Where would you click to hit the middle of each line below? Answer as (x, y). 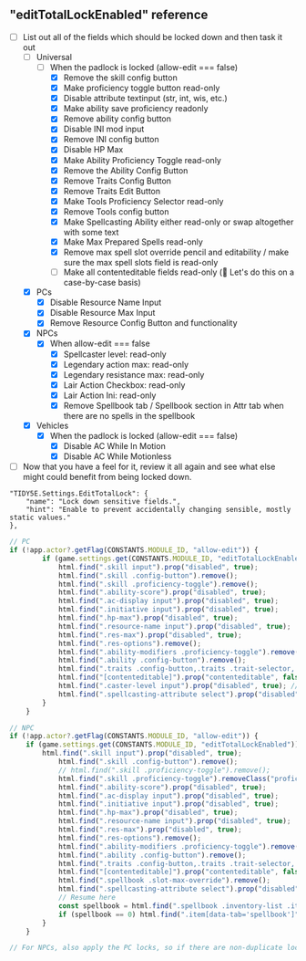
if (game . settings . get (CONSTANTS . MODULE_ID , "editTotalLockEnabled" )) (163, 745)
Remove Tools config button (116, 211)
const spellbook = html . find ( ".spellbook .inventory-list (170, 906)
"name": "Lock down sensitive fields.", (103, 502)
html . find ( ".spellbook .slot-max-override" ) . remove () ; (164, 881)
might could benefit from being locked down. (107, 477)
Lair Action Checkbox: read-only (124, 385)
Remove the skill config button (120, 78)
